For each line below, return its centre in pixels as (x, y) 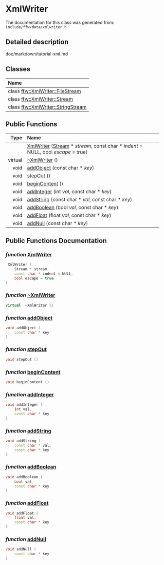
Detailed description (37, 42)
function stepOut (26, 349)
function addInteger (30, 395)
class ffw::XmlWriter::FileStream (45, 91)
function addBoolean (31, 467)
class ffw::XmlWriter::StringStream (47, 107)
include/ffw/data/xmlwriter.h (36, 27)
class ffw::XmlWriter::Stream (41, 99)
